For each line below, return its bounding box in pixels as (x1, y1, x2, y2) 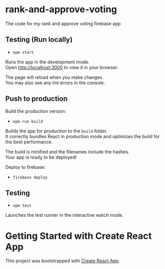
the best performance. (5, 139, 53, 145)
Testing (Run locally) (5, 35, 73, 44)
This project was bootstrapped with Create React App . (5, 258, 120, 264)
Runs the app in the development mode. (5, 59, 90, 65)
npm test (12, 203, 32, 208)
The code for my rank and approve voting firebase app (5, 20, 121, 27)
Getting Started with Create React (5, 230, 152, 241)
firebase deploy (12, 175, 48, 180)
